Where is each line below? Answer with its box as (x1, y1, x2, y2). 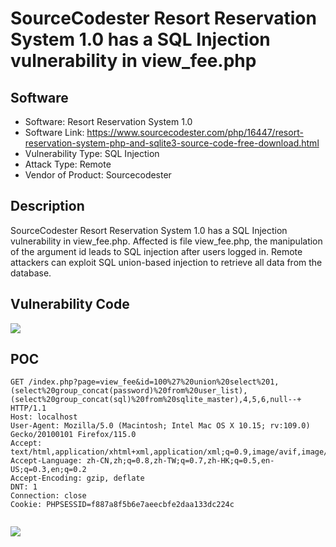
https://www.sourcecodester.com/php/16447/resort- (86, 127, 304, 138)
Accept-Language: (10, 456, 83, 466)
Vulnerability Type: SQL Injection (24, 148, 160, 159)
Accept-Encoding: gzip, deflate (10, 473, 145, 484)
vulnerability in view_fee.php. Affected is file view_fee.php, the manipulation (10, 235, 323, 247)
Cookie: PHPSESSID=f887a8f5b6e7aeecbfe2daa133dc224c (10, 500, 235, 510)
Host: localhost (10, 412, 78, 422)
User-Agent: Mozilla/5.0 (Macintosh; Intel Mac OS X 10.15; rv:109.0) (10, 421, 311, 431)
